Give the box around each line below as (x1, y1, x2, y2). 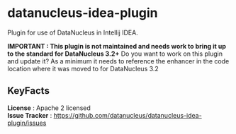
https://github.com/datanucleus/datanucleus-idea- (53, 111, 202, 119)
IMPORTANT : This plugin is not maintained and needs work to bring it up (7, 42, 227, 50)
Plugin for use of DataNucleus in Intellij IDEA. (7, 28, 138, 37)
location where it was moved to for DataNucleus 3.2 (7, 64, 159, 73)
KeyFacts (7, 85, 50, 97)
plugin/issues (7, 118, 47, 127)
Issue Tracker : (7, 111, 52, 119)
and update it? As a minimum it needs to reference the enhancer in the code (7, 56, 230, 65)
